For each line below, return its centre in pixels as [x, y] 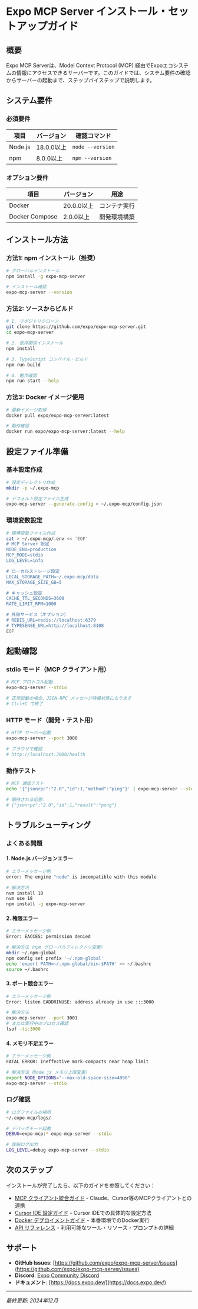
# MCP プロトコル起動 [29, 682]
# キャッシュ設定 [24, 593]
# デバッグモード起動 [29, 1128]
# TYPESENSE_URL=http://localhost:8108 [55, 625]
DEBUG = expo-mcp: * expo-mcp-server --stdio [59, 1134]
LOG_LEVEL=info [25, 561]
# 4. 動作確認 [22, 375]
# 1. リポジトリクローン [32, 321]
